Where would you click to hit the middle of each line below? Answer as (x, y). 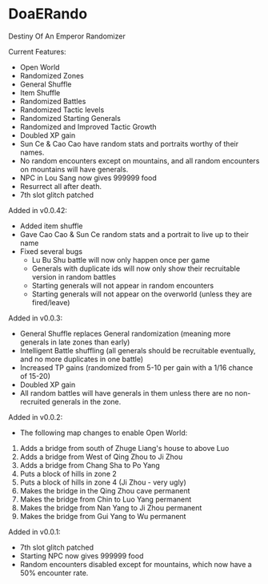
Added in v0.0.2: (36, 417)
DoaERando (48, 14)
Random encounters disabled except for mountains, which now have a (136, 564)
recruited (35, 401)
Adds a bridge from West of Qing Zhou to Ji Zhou (101, 457)
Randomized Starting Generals (70, 118)
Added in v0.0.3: (35, 318)
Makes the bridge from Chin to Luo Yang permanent (106, 499)
